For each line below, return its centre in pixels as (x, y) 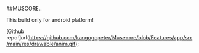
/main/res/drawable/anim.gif (41, 44)
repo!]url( (18, 37)
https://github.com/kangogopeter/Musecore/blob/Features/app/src (111, 37)
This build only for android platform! (50, 20)
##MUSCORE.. (24, 9)
